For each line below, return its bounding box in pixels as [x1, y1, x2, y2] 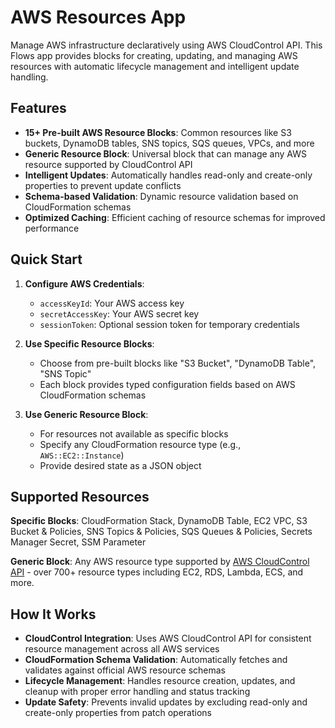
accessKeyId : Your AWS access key [39, 297, 185, 309]
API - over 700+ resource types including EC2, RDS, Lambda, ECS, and [10, 566, 304, 578]
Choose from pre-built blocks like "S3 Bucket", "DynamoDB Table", [39, 357, 317, 369]
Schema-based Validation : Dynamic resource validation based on [24, 190, 299, 202]
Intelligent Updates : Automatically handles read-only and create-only [24, 169, 313, 181]
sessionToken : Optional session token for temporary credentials [39, 318, 300, 330]
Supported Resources [10, 488, 150, 505]
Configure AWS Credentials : [24, 277, 145, 290]
